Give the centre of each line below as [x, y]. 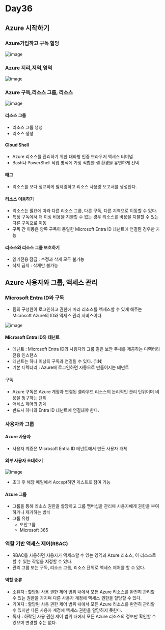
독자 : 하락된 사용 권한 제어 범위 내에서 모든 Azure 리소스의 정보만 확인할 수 [84, 616]
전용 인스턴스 [25, 355]
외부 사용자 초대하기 [24, 461]
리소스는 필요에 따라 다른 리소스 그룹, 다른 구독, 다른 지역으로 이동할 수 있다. [85, 211]
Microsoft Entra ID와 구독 [35, 298]
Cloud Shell [17, 145]
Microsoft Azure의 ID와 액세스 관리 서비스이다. [57, 316]
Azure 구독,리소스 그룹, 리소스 [39, 92]
